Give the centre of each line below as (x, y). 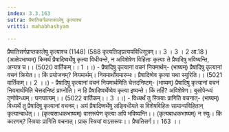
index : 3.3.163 (29, 13)
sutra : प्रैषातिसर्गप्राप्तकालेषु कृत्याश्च (44, 20)
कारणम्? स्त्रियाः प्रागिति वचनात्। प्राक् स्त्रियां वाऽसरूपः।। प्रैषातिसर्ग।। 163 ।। (94, 122)
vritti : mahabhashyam (38, 26)
